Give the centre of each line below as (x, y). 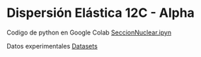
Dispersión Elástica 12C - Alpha (101, 13)
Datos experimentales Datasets (52, 46)
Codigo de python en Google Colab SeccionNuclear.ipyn (89, 32)
